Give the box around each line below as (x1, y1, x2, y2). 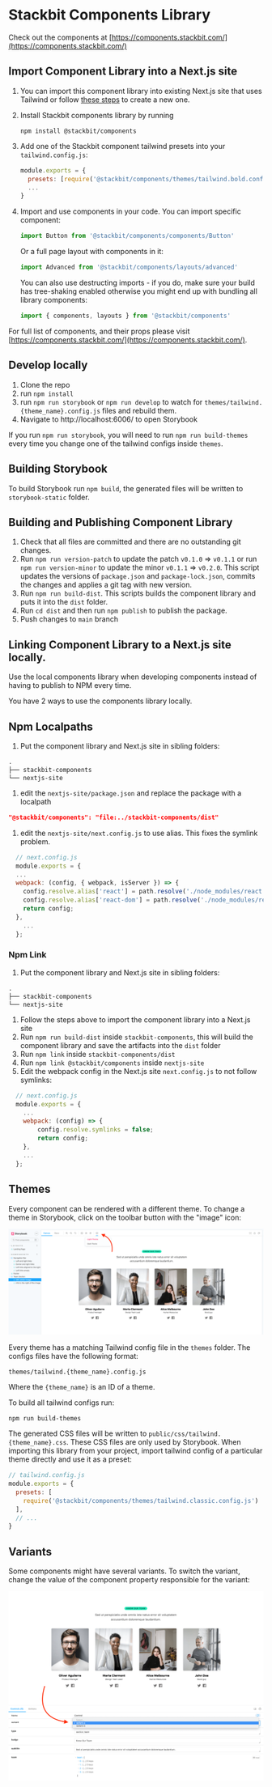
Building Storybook (8, 462, 108, 476)
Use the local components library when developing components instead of (8, 672, 257, 681)
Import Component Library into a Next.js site (8, 65, 237, 79)
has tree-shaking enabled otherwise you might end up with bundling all (19, 287, 257, 296)
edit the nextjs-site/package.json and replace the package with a (19, 787, 242, 798)
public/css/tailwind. (148, 1430, 222, 1438)
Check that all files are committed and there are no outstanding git (19, 537, 241, 547)
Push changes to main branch (19, 614, 119, 624)
